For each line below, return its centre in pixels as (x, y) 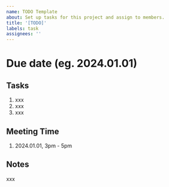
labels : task (22, 28)
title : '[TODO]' (26, 23)
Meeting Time (33, 131)
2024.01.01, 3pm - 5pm (43, 145)
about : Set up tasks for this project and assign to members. (85, 17)
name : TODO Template (32, 12)
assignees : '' (24, 34)
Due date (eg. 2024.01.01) (72, 64)
